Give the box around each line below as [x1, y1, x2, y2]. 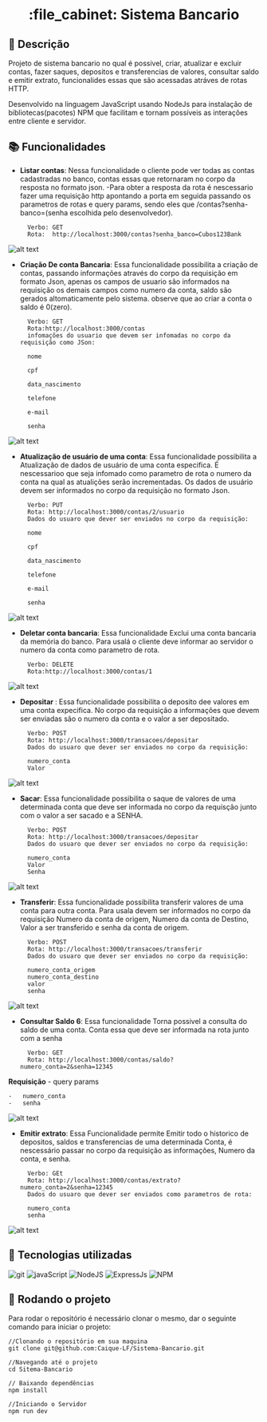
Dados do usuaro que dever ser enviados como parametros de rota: [27, 1190, 253, 1198]
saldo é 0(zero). [19, 301, 73, 312]
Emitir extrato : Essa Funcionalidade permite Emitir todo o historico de [19, 1129, 249, 1138]
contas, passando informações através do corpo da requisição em [19, 268, 238, 278]
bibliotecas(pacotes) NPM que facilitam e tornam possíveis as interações [8, 108, 249, 117]
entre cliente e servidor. [8, 116, 86, 125]
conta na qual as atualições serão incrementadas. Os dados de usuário [19, 477, 253, 486]
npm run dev [8, 1408, 48, 1416]
